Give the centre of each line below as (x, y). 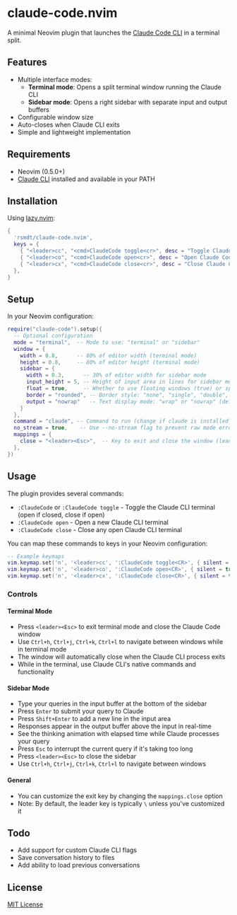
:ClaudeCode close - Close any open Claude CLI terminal (99, 529)
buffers (38, 109)
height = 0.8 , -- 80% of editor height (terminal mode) (110, 362)
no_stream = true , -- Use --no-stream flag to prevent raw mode (115, 428)
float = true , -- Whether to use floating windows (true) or (124, 389)
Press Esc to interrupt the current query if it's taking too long (105, 749)
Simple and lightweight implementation (74, 132)
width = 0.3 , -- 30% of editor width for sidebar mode (116, 375)
